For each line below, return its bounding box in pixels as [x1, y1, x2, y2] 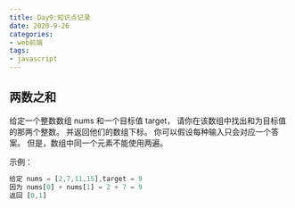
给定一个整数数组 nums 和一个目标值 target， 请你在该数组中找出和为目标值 [9, 115, 287, 126]
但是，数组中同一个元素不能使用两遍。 [26, 137, 168, 148]
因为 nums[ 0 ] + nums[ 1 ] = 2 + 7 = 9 [9, 182, 143, 192]
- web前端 [9, 37, 43, 47]
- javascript [9, 54, 58, 63]
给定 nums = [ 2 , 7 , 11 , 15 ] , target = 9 [9, 174, 143, 183]
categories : [9, 29, 53, 38]
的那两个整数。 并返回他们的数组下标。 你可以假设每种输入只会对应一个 [9, 126, 272, 137]
